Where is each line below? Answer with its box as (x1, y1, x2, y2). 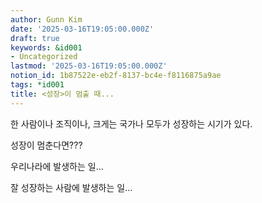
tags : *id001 (10, 80, 65, 90)
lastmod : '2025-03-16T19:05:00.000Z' (10, 61, 168, 71)
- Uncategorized (10, 52, 78, 62)
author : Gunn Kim (10, 14, 83, 25)
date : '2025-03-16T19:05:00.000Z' (10, 24, 155, 34)
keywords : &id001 (10, 42, 83, 53)
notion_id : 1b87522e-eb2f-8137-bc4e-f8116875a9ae (10, 71, 222, 81)
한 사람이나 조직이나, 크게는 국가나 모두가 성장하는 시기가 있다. (10, 117, 253, 130)
